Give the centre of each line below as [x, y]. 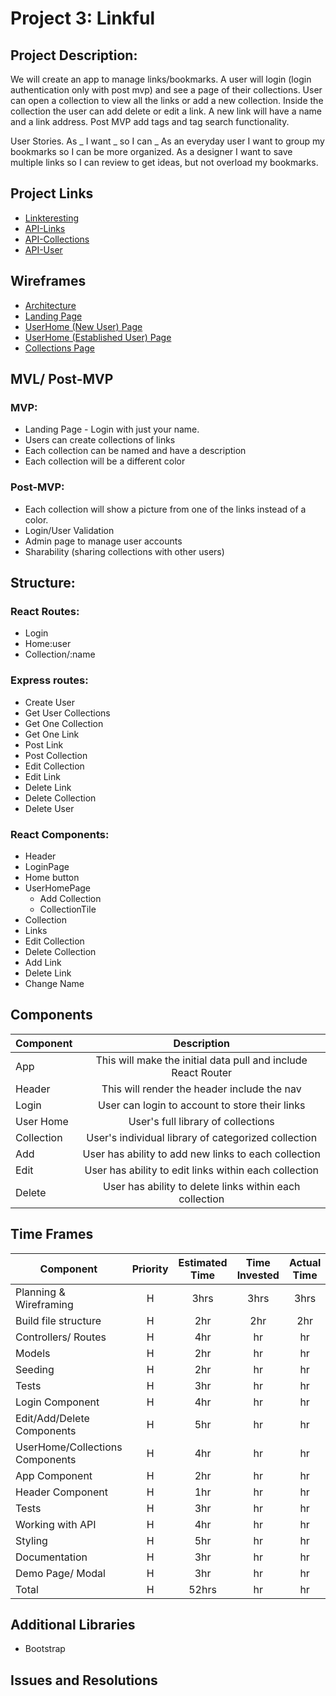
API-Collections [57, 239]
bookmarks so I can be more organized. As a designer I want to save [151, 151]
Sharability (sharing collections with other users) [124, 551]
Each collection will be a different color [105, 461]
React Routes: [45, 611]
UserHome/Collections [69, 1447]
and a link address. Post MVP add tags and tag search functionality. [150, 121]
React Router [202, 1072]
